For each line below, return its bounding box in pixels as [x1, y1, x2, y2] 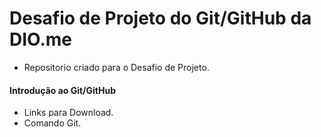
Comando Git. [23, 117, 82, 129]
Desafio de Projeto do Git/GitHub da [9, 7, 312, 30]
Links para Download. [23, 107, 114, 119]
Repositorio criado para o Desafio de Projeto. [23, 61, 210, 73]
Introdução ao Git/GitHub [9, 84, 117, 96]
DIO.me [9, 28, 73, 51]
